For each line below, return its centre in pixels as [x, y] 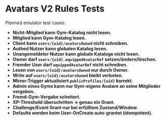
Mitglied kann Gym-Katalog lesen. [49, 38]
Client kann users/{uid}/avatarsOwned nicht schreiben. [70, 43]
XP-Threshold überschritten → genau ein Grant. [64, 102]
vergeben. [24, 91]
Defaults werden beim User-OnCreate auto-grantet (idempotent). [82, 113]
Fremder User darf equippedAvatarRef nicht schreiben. [70, 65]
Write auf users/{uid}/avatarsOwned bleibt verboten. [68, 75]
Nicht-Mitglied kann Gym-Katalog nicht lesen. [62, 32]
